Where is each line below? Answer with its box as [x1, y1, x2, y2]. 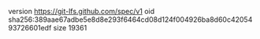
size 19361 [53, 23, 87, 32]
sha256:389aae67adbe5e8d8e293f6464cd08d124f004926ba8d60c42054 [8, 15, 253, 24]
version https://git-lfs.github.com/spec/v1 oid [8, 7, 155, 16]
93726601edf [8, 23, 52, 32]
